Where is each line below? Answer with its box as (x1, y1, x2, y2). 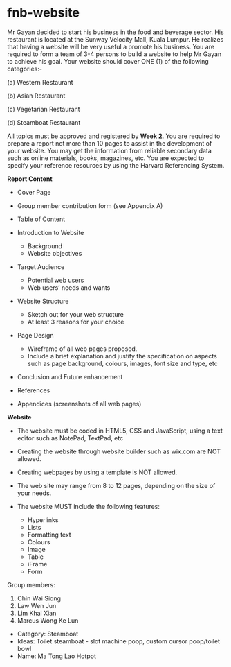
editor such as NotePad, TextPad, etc (17, 433, 124, 442)
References (17, 386, 50, 395)
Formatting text (27, 530, 71, 539)
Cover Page (17, 188, 51, 196)
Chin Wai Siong (17, 594, 61, 603)
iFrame (27, 560, 48, 568)
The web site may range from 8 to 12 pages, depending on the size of (17, 481, 216, 490)
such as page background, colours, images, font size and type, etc (27, 359, 218, 367)
